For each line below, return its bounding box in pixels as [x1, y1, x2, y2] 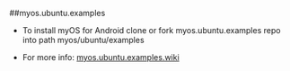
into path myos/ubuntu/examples [22, 35, 145, 45]
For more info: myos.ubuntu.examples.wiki [22, 52, 180, 62]
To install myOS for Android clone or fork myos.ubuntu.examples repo [22, 25, 281, 35]
